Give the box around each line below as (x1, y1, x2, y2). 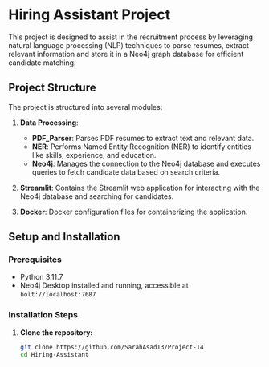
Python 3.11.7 (19, 272, 63, 282)
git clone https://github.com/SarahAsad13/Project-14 (19, 343, 204, 351)
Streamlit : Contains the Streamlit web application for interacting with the (19, 183, 260, 192)
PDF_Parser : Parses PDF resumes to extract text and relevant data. (31, 133, 255, 143)
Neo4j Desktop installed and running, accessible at (19, 280, 189, 290)
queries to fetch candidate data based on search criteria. (31, 167, 221, 177)
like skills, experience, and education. (31, 150, 157, 159)
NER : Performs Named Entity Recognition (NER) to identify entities (31, 142, 251, 151)
